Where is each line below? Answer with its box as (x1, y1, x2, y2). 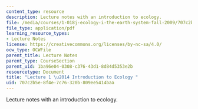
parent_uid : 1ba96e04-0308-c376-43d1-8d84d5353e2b (6, 63, 133, 70)
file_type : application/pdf (6, 25, 75, 31)
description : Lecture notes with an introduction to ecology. (6, 14, 162, 20)
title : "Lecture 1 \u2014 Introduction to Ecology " (6, 74, 138, 80)
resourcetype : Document (6, 69, 65, 75)
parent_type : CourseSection (6, 58, 75, 64)
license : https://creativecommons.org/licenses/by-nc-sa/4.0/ (6, 42, 162, 48)
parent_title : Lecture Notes (6, 52, 78, 58)
